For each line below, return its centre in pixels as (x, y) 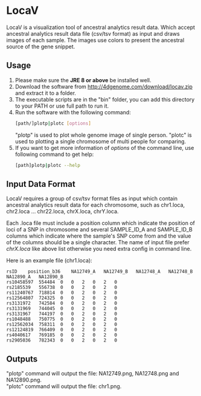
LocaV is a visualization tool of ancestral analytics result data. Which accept (101, 27)
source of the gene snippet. (41, 47)
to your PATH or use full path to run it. (62, 106)
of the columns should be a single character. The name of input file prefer (98, 242)
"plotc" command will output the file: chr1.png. (64, 386)
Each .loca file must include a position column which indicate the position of (101, 223)
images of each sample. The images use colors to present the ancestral (95, 40)
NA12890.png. (24, 380)
